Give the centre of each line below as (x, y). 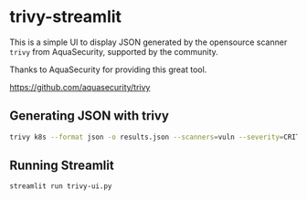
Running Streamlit (62, 166)
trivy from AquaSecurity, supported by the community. (114, 51)
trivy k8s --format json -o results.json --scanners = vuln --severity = (147, 137)
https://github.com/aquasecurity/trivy (80, 87)
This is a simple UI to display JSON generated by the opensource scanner (148, 42)
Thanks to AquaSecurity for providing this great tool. (108, 69)
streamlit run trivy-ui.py (61, 186)
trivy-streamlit (65, 17)
